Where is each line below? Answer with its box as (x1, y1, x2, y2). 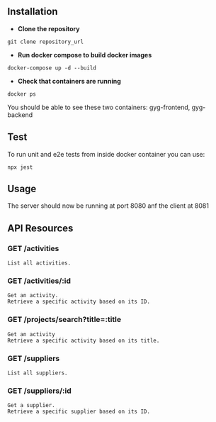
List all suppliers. (7, 370, 69, 377)
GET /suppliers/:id (7, 386, 72, 396)
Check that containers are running (17, 77, 122, 85)
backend (7, 110, 33, 119)
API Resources (7, 222, 74, 234)
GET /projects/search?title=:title (7, 315, 122, 325)
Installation (7, 6, 58, 18)
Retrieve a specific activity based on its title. (7, 337, 160, 344)
